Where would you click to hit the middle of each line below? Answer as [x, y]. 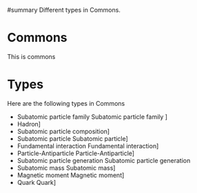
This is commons [31, 56]
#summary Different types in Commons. [64, 10]
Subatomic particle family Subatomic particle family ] [92, 117]
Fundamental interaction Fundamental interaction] [88, 146]
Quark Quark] [37, 182]
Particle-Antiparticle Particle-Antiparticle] [76, 153]
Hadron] [29, 124]
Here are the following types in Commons [66, 103]
